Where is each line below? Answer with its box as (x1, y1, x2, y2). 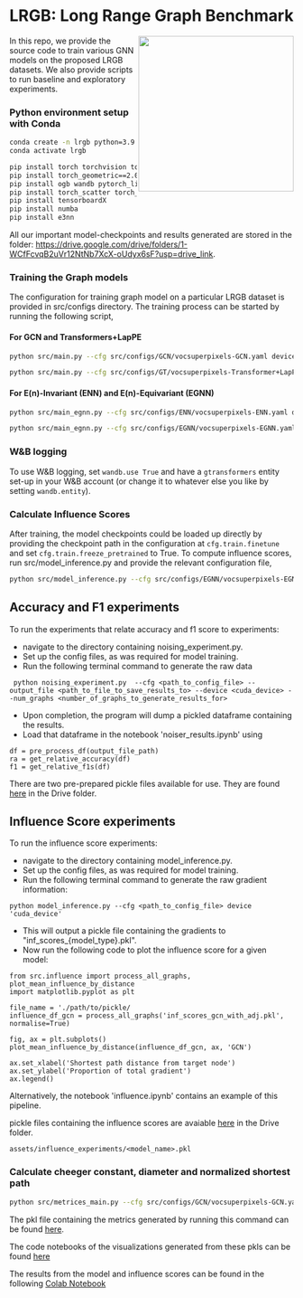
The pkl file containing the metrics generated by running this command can (9, 1214, 289, 1225)
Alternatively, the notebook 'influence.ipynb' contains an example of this (9, 1091, 278, 1102)
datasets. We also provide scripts (9, 64, 133, 75)
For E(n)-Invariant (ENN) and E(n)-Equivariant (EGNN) (9, 387, 215, 398)
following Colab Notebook (9, 1277, 106, 1289)
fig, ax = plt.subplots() (9, 1035, 106, 1045)
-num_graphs (9, 694, 54, 703)
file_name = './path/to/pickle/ (9, 1003, 131, 1013)
